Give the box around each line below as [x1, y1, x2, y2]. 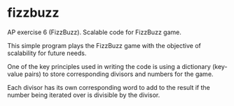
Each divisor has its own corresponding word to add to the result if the [7, 83, 210, 91]
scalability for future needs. [7, 49, 87, 57]
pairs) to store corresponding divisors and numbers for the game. [24, 70, 214, 78]
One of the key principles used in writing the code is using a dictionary [7, 62, 212, 70]
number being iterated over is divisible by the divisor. [7, 91, 160, 99]
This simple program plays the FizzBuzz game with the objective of [7, 41, 201, 50]
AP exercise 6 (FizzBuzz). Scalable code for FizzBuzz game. [7, 28, 182, 36]
